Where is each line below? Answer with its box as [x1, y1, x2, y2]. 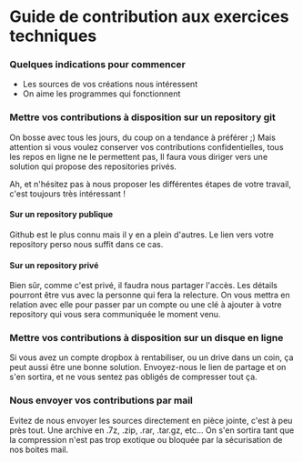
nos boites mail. [9, 444, 69, 455]
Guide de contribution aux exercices [9, 6, 289, 27]
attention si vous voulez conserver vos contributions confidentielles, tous [9, 141, 284, 152]
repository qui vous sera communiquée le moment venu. [9, 309, 221, 320]
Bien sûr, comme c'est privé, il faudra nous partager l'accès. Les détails [9, 280, 278, 291]
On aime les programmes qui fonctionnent [22, 88, 181, 99]
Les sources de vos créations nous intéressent [22, 79, 198, 90]
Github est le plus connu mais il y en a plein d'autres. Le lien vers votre [9, 229, 275, 240]
